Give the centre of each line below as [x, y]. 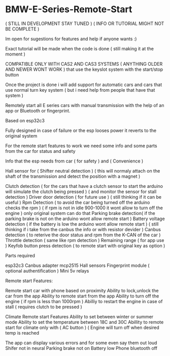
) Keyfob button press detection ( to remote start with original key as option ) [85, 245]
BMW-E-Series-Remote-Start [69, 9]
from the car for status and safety [40, 151]
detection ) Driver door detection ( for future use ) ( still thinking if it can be [83, 197]
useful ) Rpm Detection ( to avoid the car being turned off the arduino [78, 202]
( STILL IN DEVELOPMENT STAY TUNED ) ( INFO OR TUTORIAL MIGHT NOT [85, 23]
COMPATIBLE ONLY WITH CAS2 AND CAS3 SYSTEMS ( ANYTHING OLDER [84, 64]
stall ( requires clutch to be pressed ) [44, 307]
